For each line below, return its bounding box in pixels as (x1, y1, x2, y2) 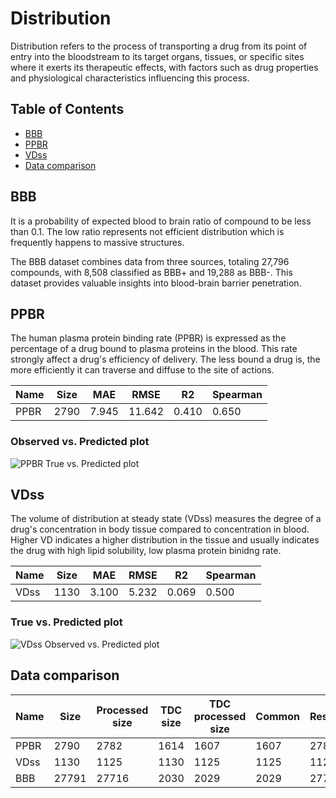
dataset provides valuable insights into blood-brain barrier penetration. (10, 277, 302, 289)
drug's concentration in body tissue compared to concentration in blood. (10, 523, 310, 536)
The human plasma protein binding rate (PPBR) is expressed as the (10, 332, 287, 344)
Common (255, 709, 300, 723)
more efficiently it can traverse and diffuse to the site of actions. (10, 364, 275, 376)
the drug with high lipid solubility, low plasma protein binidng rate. (10, 545, 282, 557)
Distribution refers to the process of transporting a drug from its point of (10, 40, 308, 52)
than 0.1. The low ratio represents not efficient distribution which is (10, 225, 285, 237)
